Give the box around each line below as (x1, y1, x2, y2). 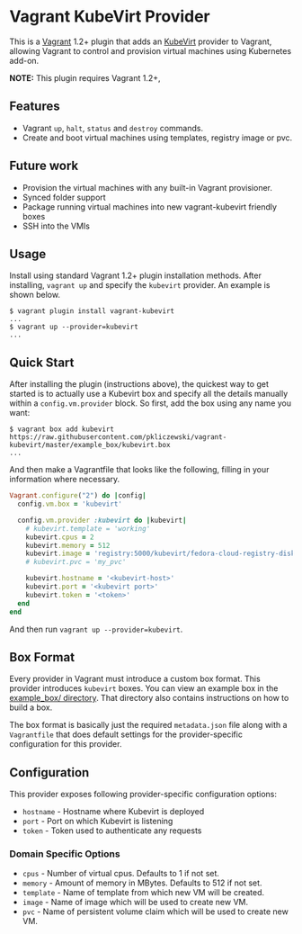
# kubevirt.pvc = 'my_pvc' (25, 558, 127, 567)
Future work (9, 158, 79, 174)
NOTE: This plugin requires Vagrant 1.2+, (9, 72, 161, 83)
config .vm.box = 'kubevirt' (17, 499, 123, 509)
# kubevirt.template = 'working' (25, 524, 151, 533)
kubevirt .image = (25, 549, 91, 559)
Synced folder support (22, 192, 106, 202)
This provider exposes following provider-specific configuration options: (9, 789, 277, 800)
